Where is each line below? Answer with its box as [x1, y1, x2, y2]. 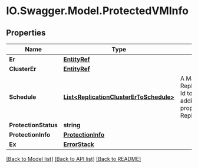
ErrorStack [63, 140, 94, 148]
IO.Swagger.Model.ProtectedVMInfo [6, 4, 189, 18]
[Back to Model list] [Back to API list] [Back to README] [6, 156, 141, 162]
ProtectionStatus [9, 121, 58, 129]
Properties [6, 28, 46, 38]
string [63, 121, 81, 129]
